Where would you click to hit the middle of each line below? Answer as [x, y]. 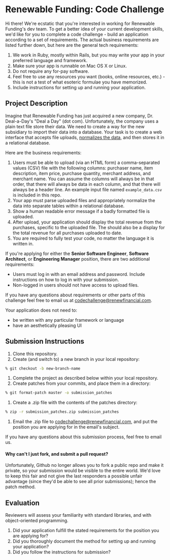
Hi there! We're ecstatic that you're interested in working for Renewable [80, 23]
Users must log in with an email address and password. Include [79, 274]
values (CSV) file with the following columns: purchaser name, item [83, 168]
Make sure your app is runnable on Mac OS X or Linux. [70, 66]
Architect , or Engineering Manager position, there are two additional [78, 259]
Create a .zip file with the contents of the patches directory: [75, 403]
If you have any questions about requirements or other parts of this [75, 295]
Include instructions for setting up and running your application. [79, 87]
